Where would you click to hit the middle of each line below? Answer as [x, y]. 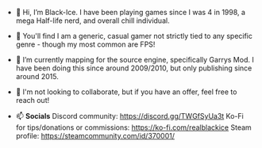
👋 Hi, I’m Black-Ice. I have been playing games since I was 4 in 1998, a [131, 12]
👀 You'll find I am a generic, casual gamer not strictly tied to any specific [134, 36]
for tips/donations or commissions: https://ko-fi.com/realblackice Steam [133, 127]
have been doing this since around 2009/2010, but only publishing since [134, 68]
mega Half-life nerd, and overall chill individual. [92, 21]
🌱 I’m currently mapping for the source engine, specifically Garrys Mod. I [135, 60]
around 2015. [37, 76]
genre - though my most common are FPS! [85, 44]
